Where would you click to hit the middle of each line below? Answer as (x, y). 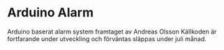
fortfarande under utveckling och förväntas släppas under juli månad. (107, 38)
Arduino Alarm (51, 13)
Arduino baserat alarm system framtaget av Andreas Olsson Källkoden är (112, 32)
